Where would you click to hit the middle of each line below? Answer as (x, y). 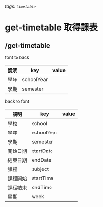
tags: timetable (21, 6)
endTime (42, 187)
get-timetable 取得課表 (51, 28)
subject (40, 169)
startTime (43, 178)
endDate (42, 160)
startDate (43, 151)
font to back (17, 57)
